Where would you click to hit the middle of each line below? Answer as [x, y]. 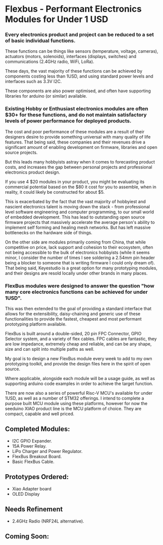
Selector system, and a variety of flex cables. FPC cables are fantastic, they [81, 339]
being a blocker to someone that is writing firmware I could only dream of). [80, 262]
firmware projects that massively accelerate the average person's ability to [80, 222]
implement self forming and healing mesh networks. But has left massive [78, 227]
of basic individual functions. [40, 41]
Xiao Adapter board [32, 488]
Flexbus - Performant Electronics [73, 9]
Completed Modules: [37, 429]
